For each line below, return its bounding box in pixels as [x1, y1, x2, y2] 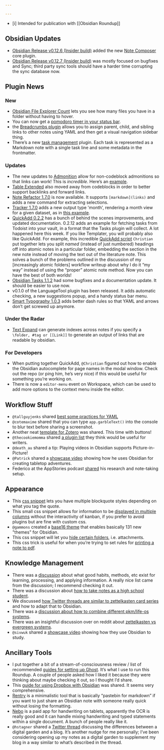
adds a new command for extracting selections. [12, 199, 109, 205]
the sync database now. [12, 68, 61, 74]
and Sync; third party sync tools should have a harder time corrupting [12, 63, 153, 69]
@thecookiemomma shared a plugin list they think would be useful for [12, 434, 146, 440]
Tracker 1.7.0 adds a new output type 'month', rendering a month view [12, 204, 153, 211]
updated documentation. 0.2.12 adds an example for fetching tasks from [12, 220, 158, 226]
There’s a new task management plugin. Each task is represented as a [12, 140, 153, 145]
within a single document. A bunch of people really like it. [12, 719, 128, 725]
